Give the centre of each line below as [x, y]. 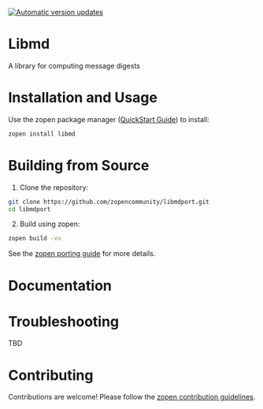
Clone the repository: [54, 187]
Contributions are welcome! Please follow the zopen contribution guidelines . [132, 397]
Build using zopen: [50, 224]
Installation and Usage [83, 98]
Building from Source [79, 165]
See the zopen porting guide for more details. [82, 254]
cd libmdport [30, 209]
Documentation [60, 286]
